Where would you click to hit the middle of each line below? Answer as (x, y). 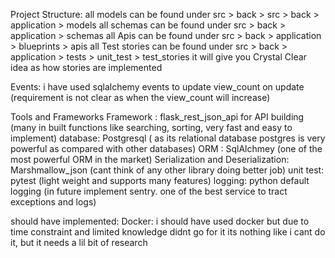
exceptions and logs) (53, 202)
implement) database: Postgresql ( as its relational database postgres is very (168, 138)
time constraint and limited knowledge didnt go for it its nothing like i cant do (168, 232)
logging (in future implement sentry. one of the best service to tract (149, 191)
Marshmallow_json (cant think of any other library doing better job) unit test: (167, 170)
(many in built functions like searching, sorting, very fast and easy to (151, 127)
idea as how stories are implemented (86, 67)
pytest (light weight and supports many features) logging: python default (160, 180)
